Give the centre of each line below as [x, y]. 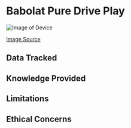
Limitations [28, 99]
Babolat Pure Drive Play [66, 11]
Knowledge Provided [46, 78]
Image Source [23, 39]
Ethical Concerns [39, 119]
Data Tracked [32, 58]
